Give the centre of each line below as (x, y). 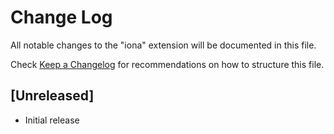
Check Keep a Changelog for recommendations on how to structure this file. (167, 64)
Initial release (52, 120)
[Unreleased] (52, 96)
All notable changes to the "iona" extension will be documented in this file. (163, 45)
